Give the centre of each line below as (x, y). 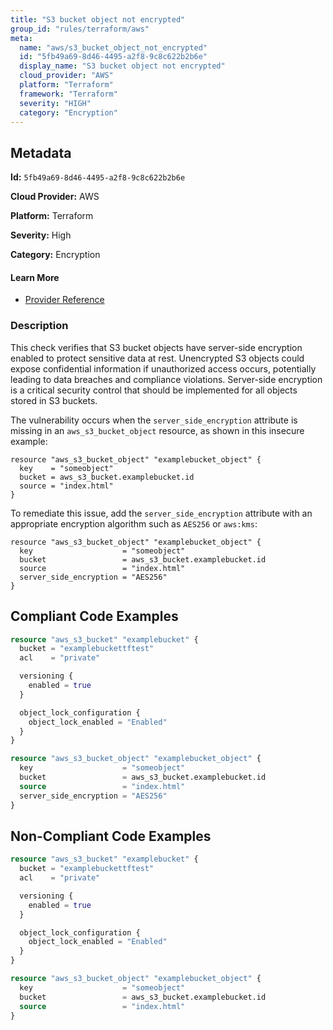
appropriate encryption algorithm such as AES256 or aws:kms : (134, 523)
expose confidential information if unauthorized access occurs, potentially (163, 368)
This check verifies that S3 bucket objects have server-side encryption (156, 347)
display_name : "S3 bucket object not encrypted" (122, 66)
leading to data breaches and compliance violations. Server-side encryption (166, 379)
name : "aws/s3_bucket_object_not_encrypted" (113, 47)
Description (39, 326)
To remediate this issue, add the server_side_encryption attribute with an (161, 513)
